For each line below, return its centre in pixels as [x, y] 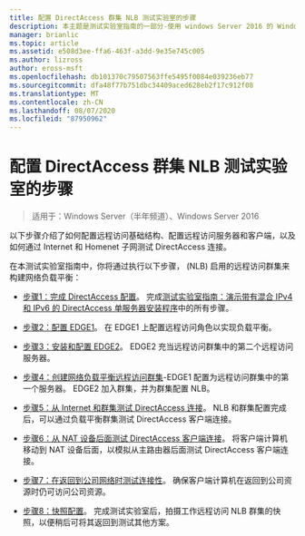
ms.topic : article [44, 43]
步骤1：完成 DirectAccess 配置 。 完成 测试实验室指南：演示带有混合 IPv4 [157, 297]
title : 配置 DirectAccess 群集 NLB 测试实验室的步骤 [103, 18]
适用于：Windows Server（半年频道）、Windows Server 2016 [145, 216]
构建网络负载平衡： [45, 278]
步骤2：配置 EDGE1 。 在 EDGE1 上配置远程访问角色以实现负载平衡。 [149, 327]
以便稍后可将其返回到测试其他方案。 [106, 522]
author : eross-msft [46, 69]
